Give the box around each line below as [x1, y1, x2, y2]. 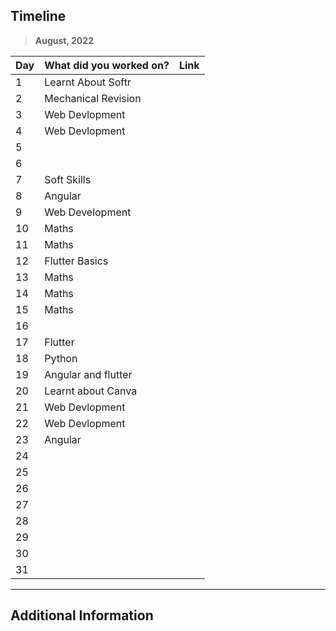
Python [44, 351, 78, 365]
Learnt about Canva [44, 384, 138, 398]
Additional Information [10, 607, 154, 624]
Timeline [10, 8, 67, 25]
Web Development [44, 205, 132, 219]
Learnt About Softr [44, 75, 132, 89]
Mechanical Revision [44, 91, 142, 105]
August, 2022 [34, 34, 94, 46]
